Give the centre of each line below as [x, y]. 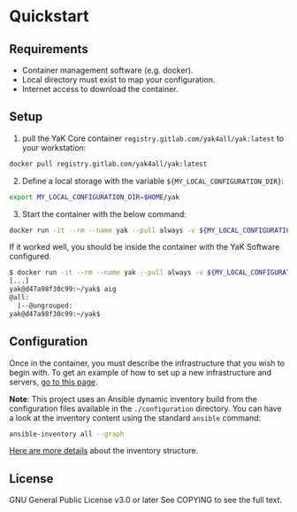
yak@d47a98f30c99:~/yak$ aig [63, 290]
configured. [30, 256]
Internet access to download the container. [100, 89]
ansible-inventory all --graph [67, 434]
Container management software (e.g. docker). [107, 70]
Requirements [49, 49]
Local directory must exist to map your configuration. [118, 80]
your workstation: [54, 147]
